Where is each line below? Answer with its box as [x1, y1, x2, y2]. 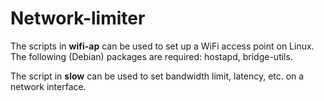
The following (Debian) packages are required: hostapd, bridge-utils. [10, 50, 293, 62]
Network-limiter [10, 7, 146, 30]
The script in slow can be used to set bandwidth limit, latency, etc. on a [10, 70, 305, 82]
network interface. [10, 80, 87, 92]
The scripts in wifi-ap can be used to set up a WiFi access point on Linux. [10, 40, 315, 52]
